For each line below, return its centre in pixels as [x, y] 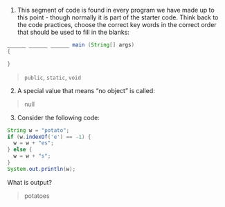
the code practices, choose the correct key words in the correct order [117, 25]
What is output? [30, 182]
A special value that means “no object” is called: [86, 90]
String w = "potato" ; [38, 130]
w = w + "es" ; [34, 143]
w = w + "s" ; [32, 156]
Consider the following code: [58, 117]
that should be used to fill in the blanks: [73, 32]
